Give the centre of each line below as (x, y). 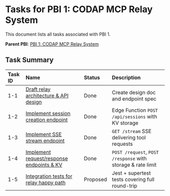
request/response (47, 158)
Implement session (48, 113)
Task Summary (30, 60)
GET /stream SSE (132, 131)
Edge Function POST (135, 110)
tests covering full (133, 179)
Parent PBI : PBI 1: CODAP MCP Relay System (52, 44)
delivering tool (129, 137)
